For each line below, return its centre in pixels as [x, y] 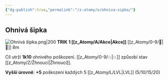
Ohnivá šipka [26, 30]
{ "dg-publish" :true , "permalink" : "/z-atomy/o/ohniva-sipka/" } [70, 10]
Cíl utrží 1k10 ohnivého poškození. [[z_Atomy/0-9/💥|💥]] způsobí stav [76, 57]
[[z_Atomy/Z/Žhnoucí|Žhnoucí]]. [38, 62]
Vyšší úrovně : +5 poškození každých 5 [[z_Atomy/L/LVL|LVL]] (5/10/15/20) [83, 72]
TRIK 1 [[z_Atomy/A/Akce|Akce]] [92, 42]
